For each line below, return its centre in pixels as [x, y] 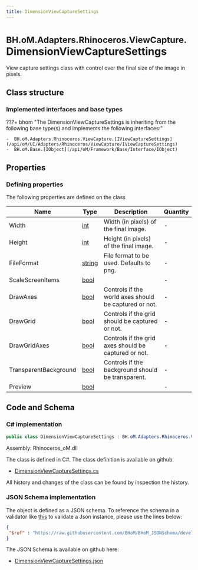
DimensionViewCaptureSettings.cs [57, 471]
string [90, 263]
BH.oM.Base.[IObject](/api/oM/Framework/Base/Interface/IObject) [96, 150]
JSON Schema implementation [51, 497]
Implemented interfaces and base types [64, 109]
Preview [20, 387]
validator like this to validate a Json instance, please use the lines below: [94, 516]
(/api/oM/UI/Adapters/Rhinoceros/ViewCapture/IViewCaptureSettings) [92, 144]
